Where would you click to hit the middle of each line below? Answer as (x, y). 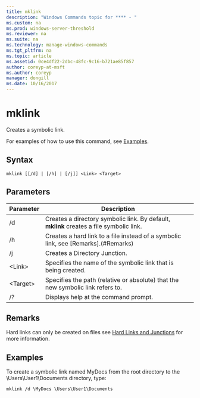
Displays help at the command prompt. (99, 297)
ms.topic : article (29, 56)
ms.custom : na (24, 23)
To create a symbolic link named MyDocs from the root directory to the (93, 372)
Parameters (28, 192)
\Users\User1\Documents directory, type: (56, 378)
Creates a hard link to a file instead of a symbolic (113, 236)
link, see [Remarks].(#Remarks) (89, 243)
